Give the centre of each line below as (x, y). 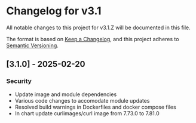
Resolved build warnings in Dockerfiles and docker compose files (95, 107)
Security (19, 81)
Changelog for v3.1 (54, 11)
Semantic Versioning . (32, 45)
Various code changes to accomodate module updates (82, 100)
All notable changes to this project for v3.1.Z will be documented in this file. (99, 27)
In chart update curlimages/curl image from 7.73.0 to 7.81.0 (87, 113)
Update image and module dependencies (66, 94)
